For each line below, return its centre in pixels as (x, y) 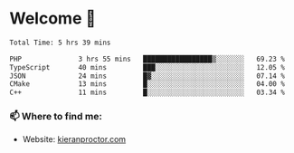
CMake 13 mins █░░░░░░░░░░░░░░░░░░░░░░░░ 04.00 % (147, 84)
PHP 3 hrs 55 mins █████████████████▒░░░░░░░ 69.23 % (147, 59)
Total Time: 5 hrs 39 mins (60, 43)
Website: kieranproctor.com (74, 139)
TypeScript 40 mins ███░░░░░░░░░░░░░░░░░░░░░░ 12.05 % (147, 67)
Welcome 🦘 (53, 19)
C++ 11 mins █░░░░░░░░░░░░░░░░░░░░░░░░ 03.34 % (147, 93)
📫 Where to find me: (56, 117)
